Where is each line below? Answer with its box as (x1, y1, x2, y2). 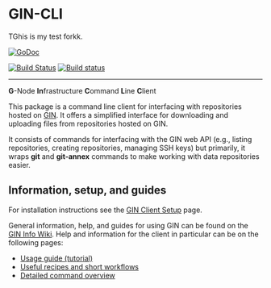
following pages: (8, 237, 64, 247)
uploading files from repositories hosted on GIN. (8, 119, 169, 128)
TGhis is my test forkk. (8, 31, 83, 41)
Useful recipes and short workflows (19, 261, 140, 271)
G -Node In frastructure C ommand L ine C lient (8, 86, 156, 95)
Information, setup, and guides (8, 183, 167, 198)
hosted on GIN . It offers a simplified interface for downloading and (8, 110, 228, 119)
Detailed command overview (19, 270, 115, 280)
